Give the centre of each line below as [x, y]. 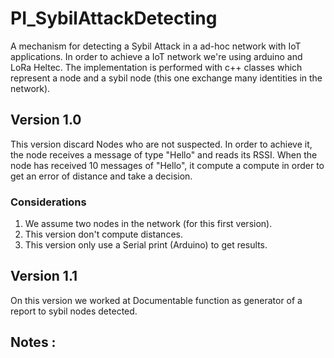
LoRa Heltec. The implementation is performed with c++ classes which [156, 67]
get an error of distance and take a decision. [101, 176]
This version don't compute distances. [103, 234]
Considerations [48, 202]
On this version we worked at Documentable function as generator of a [156, 300]
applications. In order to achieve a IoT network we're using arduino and [156, 56]
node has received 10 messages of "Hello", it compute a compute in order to [167, 165]
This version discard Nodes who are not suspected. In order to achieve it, [161, 144]
